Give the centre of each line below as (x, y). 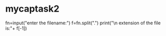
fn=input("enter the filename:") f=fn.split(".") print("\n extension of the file (83, 23)
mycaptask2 (33, 9)
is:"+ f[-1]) (16, 28)
